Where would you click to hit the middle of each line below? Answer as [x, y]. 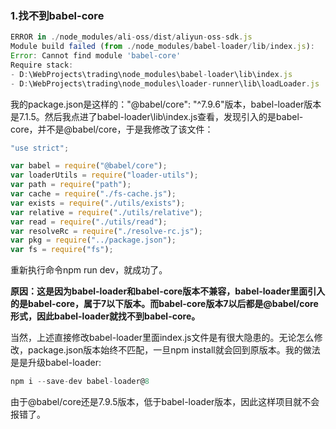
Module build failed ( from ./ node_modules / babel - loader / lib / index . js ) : [162, 47]
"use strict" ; [40, 148]
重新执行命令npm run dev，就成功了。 [89, 270]
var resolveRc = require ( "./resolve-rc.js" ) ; [106, 231]
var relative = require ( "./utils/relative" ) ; [106, 212]
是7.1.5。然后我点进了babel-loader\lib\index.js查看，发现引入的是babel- [157, 116]
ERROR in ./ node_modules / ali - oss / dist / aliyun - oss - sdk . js [131, 37]
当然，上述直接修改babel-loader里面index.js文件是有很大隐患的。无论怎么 [162, 338]
